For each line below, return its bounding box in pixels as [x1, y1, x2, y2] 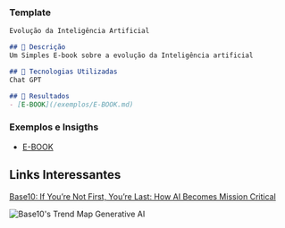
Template [9, 6, 52, 19]
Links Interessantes [9, 167, 122, 182]
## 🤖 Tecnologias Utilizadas [9, 67, 118, 76]
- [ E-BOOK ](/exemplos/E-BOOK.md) [9, 100, 134, 109]
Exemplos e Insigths [9, 121, 99, 133]
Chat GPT [9, 75, 42, 84]
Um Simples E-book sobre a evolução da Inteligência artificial [9, 51, 254, 60]
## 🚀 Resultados [9, 91, 70, 100]
